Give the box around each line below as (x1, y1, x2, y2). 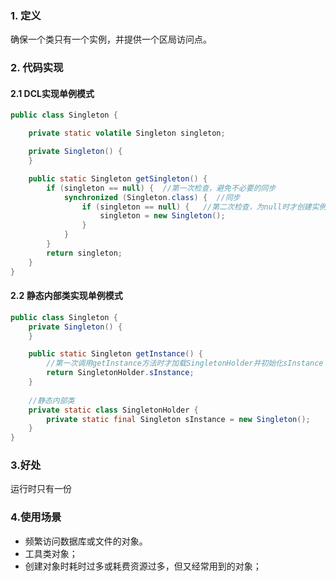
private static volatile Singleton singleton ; (28, 128, 226, 139)
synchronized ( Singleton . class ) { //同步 (63, 192, 241, 202)
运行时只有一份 (10, 483, 72, 495)
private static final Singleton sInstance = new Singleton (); (46, 414, 311, 424)
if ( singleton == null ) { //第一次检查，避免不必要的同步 (46, 183, 277, 193)
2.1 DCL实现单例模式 (10, 87, 95, 99)
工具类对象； (24, 547, 78, 559)
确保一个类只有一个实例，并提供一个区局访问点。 (10, 33, 212, 46)
